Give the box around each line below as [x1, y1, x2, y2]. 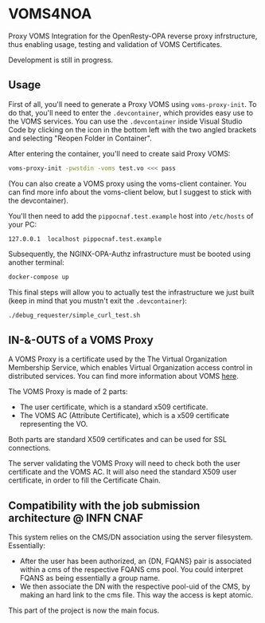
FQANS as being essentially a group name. [19, 574, 161, 582]
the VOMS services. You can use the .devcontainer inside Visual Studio [8, 116, 243, 126]
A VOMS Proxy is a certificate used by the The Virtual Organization [8, 354, 228, 364]
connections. [8, 444, 52, 453]
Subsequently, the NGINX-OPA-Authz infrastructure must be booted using [8, 249, 251, 258]
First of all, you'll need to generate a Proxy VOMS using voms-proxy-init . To [8, 99, 257, 108]
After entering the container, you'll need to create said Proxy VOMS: [8, 148, 231, 158]
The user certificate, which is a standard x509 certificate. [19, 402, 208, 412]
